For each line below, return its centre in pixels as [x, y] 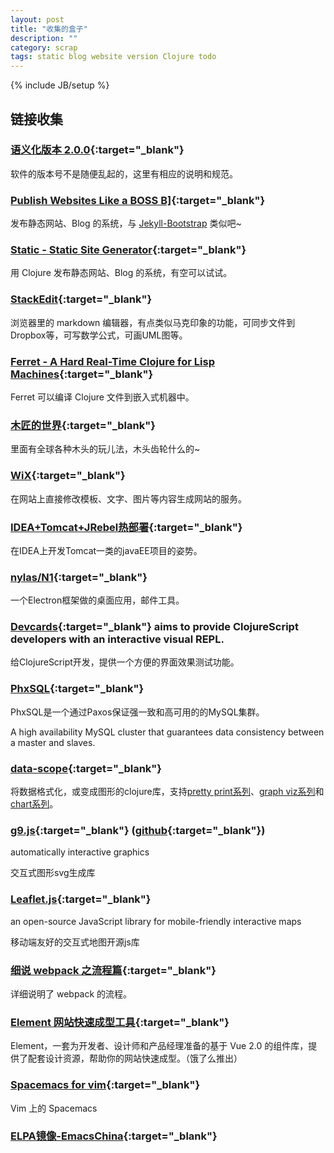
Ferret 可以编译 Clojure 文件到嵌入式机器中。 [102, 397]
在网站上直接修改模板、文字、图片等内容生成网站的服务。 [128, 498]
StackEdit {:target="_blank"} [81, 299]
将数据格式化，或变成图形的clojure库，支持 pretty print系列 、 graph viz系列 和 [167, 792]
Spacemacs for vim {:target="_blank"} [105, 1085]
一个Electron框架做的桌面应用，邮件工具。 [97, 600]
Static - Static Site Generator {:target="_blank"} [128, 250]
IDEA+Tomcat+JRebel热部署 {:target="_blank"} [126, 527]
